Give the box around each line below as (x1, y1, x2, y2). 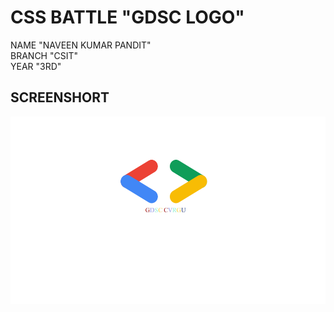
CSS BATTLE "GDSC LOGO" (10, 6, 245, 29)
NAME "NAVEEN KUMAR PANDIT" (10, 39, 152, 51)
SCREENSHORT (10, 89, 110, 106)
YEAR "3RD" (10, 60, 62, 72)
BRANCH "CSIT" (10, 49, 78, 61)
